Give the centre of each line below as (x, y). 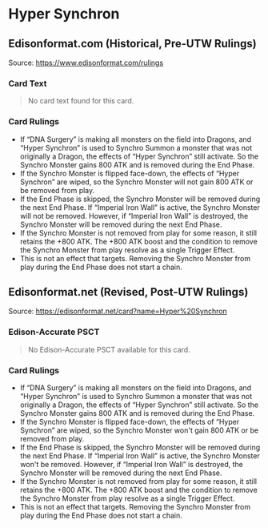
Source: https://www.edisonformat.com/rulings (86, 62)
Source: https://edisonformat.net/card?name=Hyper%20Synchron (118, 311)
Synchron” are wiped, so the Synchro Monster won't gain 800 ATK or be (139, 430)
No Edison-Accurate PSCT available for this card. (109, 349)
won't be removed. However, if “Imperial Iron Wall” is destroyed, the (132, 464)
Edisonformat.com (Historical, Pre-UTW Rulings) (133, 44)
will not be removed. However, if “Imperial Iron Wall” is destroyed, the (134, 216)
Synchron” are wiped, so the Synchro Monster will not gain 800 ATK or (136, 182)
